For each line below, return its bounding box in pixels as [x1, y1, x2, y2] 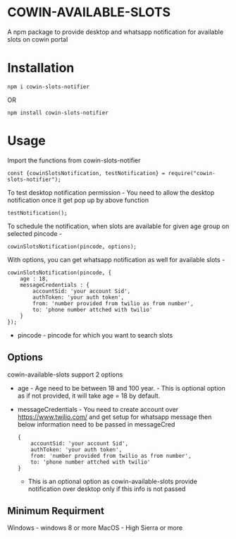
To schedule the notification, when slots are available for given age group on [7, 222, 230, 230]
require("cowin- [168, 170, 216, 177]
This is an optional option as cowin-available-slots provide [27, 477, 197, 485]
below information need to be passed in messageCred [17, 420, 175, 428]
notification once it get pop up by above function [7, 196, 149, 204]
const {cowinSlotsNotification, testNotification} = [7, 170, 166, 177]
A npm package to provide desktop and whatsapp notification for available [7, 28, 224, 36]
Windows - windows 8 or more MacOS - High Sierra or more [7, 523, 183, 532]
